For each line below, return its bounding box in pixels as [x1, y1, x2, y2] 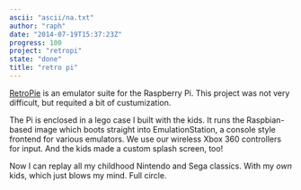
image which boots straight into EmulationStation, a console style [34, 124, 277, 134]
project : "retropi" [9, 47, 83, 56]
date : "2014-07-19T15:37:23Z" [9, 30, 123, 39]
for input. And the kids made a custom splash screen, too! [9, 142, 224, 153]
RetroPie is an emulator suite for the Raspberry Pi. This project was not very [9, 87, 290, 99]
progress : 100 [9, 38, 63, 47]
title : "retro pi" [9, 64, 78, 73]
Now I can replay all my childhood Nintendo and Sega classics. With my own [9, 160, 292, 171]
